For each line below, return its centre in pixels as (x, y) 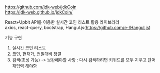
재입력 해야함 (24, 66)
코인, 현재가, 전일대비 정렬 (37, 54)
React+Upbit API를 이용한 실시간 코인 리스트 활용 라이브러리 (62, 22)
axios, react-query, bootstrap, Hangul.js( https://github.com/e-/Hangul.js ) (78, 28)
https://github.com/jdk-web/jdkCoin (41, 7)
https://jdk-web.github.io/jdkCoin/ (39, 12)
